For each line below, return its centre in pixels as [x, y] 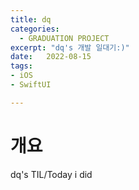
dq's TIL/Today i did [51, 174]
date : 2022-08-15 [51, 57]
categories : [35, 29]
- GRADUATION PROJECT [64, 38]
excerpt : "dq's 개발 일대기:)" [70, 47]
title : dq [31, 19]
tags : [21, 66]
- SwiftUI [31, 85]
